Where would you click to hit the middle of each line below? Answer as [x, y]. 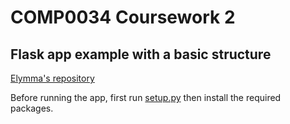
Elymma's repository [52, 78]
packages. [32, 108]
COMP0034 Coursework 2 [123, 17]
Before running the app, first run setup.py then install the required [146, 97]
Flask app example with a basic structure [141, 54]
